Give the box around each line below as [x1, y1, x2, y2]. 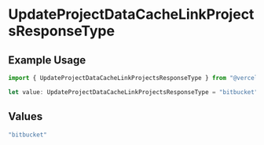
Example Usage [8, 53, 86, 67]
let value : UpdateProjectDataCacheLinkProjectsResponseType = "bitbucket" [8, 88, 258, 96]
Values [8, 110, 43, 123]
